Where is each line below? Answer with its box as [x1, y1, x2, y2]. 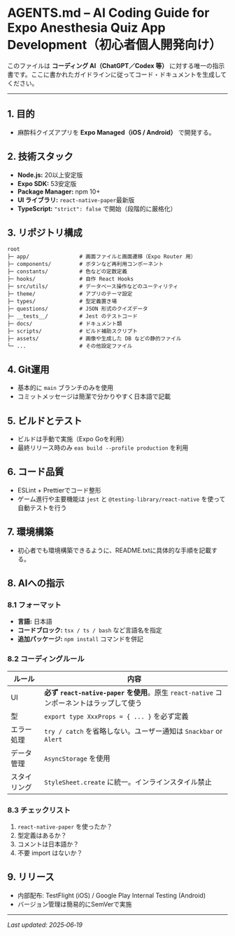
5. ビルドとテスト [7, 415, 83, 427]
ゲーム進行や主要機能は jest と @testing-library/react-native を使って [17, 495, 226, 503]
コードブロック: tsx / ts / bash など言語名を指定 [17, 626, 162, 634]
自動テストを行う [17, 503, 67, 512]
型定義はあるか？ [17, 831, 67, 839]
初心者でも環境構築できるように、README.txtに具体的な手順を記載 [17, 546, 212, 554]
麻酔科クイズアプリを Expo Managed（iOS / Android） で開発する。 [17, 128, 215, 136]
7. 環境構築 [7, 526, 54, 538]
